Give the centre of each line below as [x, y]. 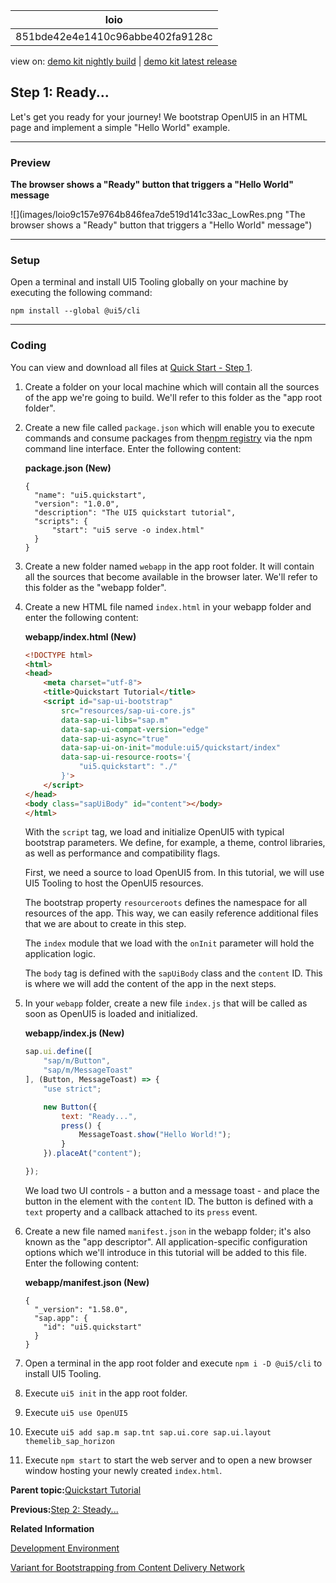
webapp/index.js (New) [74, 1033]
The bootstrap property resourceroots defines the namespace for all [166, 903]
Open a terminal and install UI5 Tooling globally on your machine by [149, 282]
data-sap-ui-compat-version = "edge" [135, 729]
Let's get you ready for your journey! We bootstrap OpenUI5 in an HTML [159, 116]
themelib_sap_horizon [69, 1441]
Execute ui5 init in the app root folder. [106, 1393]
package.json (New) [68, 468]
